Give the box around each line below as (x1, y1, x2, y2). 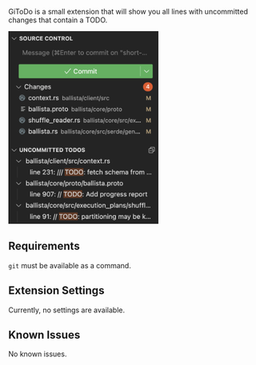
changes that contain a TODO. (8, 15, 108, 25)
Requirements (8, 240, 80, 253)
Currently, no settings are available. (8, 305, 126, 315)
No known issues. (8, 349, 67, 359)
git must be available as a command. (8, 260, 132, 270)
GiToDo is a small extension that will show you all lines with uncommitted (8, 7, 248, 16)
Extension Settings (8, 284, 105, 298)
